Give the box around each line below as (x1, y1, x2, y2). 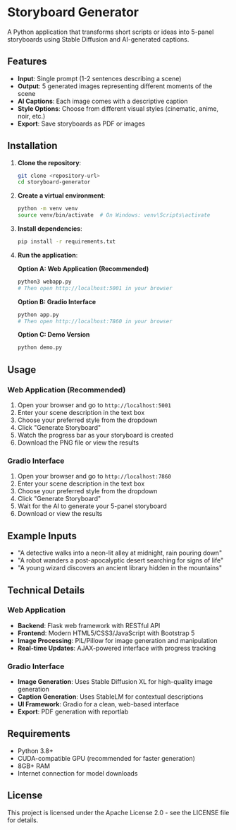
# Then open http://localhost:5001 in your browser (17, 284, 173, 291)
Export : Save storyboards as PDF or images (17, 119, 146, 128)
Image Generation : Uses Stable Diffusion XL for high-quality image (17, 678, 213, 686)
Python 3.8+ (17, 746, 54, 755)
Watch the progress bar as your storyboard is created (17, 431, 174, 439)
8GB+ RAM (17, 762, 51, 770)
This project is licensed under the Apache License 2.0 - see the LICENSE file (7, 808, 230, 817)
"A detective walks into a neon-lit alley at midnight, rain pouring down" (17, 548, 223, 558)
